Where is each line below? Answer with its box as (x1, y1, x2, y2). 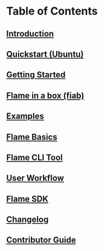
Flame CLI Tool (6, 152, 63, 162)
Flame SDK (6, 193, 48, 204)
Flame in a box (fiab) (6, 90, 85, 101)
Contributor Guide (6, 235, 76, 246)
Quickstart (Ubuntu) (6, 49, 84, 59)
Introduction (6, 29, 54, 39)
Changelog (6, 215, 49, 225)
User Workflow (6, 173, 65, 184)
